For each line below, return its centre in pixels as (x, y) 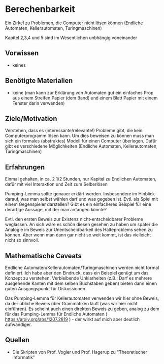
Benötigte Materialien (39, 81)
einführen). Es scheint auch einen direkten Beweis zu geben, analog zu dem (82, 309)
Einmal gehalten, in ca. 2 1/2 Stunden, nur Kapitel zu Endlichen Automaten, (81, 179)
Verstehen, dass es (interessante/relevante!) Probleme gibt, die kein (74, 131)
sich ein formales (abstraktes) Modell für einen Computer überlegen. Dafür (81, 141)
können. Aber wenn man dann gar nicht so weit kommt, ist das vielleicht (78, 235)
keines (19, 65)
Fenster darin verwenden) (38, 103)
